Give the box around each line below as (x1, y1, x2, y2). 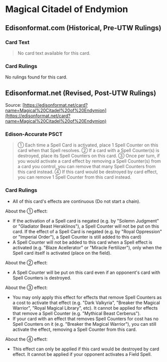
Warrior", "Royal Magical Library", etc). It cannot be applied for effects (12, 305, 158, 311)
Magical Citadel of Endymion (5, 4, 128, 15)
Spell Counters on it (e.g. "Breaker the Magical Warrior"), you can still (12, 321, 157, 327)
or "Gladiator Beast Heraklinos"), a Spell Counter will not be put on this (12, 223, 159, 229)
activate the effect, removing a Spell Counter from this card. (12, 326, 137, 332)
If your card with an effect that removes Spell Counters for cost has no (12, 316, 159, 322)
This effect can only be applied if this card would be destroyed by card (12, 346, 159, 352)
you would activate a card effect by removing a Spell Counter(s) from (17, 158, 161, 164)
